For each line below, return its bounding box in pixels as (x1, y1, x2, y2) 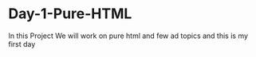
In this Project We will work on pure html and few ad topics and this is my (8, 31, 249, 40)
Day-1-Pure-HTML (8, 5, 132, 23)
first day (8, 39, 36, 48)
